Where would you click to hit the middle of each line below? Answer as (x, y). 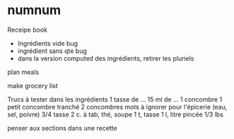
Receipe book (28, 30)
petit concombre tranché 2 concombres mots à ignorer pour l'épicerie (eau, (117, 107)
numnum (34, 10)
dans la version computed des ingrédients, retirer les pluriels (106, 58)
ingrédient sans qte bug (52, 51)
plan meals (23, 72)
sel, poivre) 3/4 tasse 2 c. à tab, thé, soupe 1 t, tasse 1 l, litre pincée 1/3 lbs (116, 114)
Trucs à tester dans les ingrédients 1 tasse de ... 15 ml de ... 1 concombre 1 (115, 99)
